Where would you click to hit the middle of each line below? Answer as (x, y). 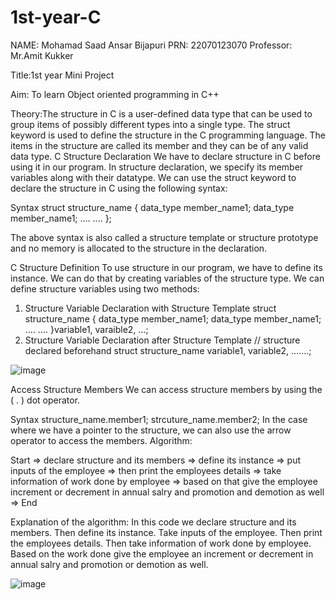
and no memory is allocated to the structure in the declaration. (139, 248)
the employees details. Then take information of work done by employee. (161, 543)
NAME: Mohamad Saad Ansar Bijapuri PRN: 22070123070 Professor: (151, 45)
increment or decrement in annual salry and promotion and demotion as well (167, 492)
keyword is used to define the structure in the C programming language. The (168, 135)
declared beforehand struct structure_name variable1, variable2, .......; (168, 350)
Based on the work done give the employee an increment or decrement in (162, 553)
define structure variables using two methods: (105, 288)
